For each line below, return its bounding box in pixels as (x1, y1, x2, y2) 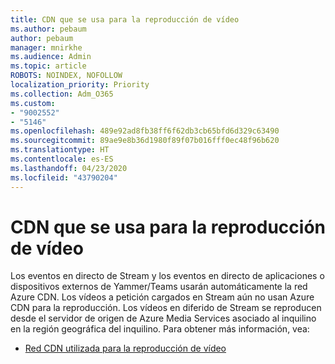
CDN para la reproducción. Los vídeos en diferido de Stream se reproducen (10, 302, 322, 314)
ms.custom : (10, 98, 56, 108)
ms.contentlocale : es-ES (10, 154, 114, 164)
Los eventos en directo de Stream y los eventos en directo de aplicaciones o (10, 270, 325, 282)
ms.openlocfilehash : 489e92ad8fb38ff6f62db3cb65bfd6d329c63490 (10, 126, 280, 136)
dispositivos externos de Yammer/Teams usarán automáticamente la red (10, 281, 308, 293)
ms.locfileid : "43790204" (10, 172, 118, 183)
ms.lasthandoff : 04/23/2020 (10, 163, 128, 173)
